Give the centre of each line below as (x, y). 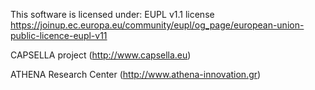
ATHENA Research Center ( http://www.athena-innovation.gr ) (136, 74)
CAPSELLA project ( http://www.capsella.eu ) (101, 55)
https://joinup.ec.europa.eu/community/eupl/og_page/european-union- (157, 25)
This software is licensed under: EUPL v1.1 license (112, 14)
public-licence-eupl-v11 (59, 35)
